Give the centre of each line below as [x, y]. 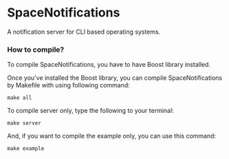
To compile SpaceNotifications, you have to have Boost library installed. [109, 65]
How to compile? [36, 50]
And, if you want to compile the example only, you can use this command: [112, 136]
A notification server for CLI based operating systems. [84, 32]
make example [26, 149]
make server [24, 123]
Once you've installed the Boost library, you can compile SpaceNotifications [115, 78]
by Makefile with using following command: [69, 85]
